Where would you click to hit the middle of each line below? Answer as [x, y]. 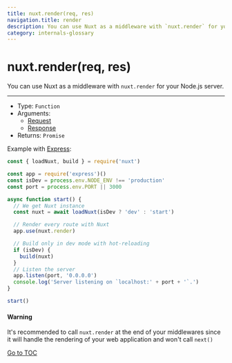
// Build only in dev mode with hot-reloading [81, 244]
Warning [20, 317]
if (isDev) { [32, 250]
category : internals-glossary [51, 33]
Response [42, 128]
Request [39, 121]
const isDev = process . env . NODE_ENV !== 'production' [86, 180]
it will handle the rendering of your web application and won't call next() [110, 339]
